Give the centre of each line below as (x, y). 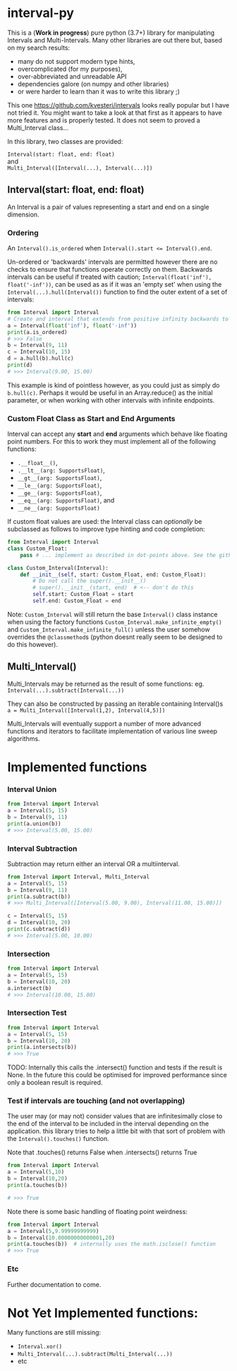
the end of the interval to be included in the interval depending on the (108, 1124)
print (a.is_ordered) (38, 332)
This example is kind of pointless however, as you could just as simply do (114, 385)
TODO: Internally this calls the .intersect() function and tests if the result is (115, 1067)
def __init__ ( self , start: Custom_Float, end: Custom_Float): (113, 575)
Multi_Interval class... (38, 127)
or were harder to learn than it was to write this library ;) (98, 91)
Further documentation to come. (54, 1284)
